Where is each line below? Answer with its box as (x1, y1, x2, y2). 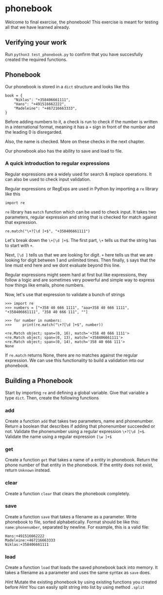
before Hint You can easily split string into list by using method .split (5, 584, 145, 590)
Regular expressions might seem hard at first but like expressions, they (5, 272, 147, 278)
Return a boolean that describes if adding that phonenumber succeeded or (5, 423, 155, 429)
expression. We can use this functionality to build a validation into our (5, 357, 145, 363)
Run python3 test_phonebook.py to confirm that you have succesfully (5, 51, 143, 57)
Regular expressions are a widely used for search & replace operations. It (5, 171, 152, 177)
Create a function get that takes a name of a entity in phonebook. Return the (5, 457, 158, 463)
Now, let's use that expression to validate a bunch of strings (5, 291, 125, 297)
